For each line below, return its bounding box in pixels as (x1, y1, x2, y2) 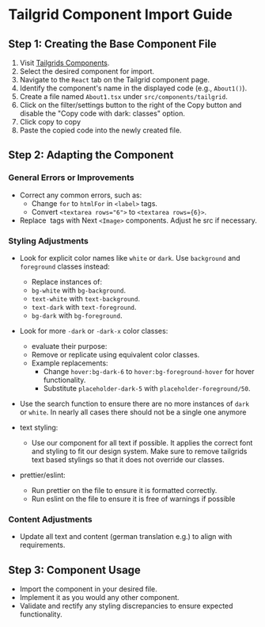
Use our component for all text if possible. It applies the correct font (31, 438, 253, 447)
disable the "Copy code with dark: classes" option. (19, 109, 186, 118)
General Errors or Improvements (8, 172, 134, 183)
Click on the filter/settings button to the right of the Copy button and (19, 101, 242, 109)
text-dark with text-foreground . (31, 302, 137, 312)
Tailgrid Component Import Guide (8, 6, 233, 24)
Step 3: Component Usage (8, 563, 141, 576)
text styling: (19, 422, 59, 432)
